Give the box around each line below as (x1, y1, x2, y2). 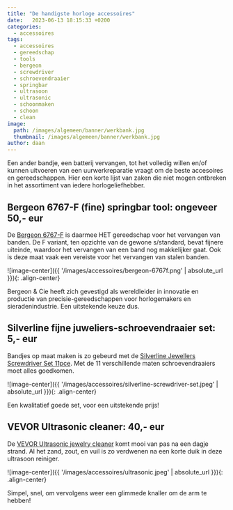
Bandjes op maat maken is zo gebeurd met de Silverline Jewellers (7, 351, 196, 360)
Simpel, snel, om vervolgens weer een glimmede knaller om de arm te (7, 488, 207, 497)
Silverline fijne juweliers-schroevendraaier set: (7, 322, 216, 334)
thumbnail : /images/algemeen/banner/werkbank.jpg (13, 133, 160, 140)
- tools (13, 56, 36, 63)
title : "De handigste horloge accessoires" (7, 10, 136, 17)
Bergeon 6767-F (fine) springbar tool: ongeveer (7, 201, 218, 213)
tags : (7, 36, 23, 43)
